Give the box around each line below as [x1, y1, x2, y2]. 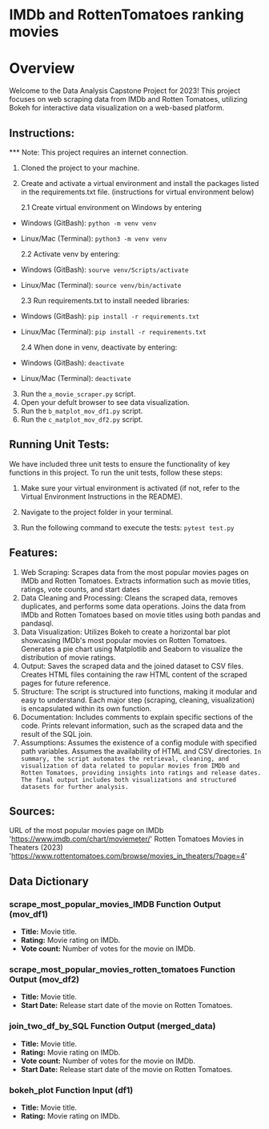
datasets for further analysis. [20, 783, 129, 791]
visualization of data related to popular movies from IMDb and [20, 762, 240, 770]
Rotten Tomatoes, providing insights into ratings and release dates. [20, 768, 262, 777]
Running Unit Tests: [9, 438, 110, 451]
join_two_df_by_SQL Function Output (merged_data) [9, 1021, 216, 1032]
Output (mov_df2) [9, 973, 79, 985]
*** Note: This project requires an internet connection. [9, 147, 189, 157]
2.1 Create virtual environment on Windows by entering [20, 202, 203, 212]
